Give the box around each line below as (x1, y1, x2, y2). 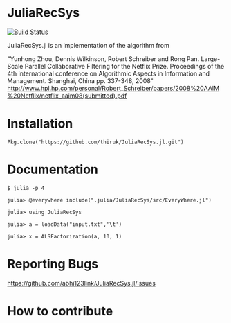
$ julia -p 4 (7, 184, 45, 191)
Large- (201, 54, 221, 63)
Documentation (7, 161, 99, 177)
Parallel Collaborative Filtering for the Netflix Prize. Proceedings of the (24, 62, 225, 70)
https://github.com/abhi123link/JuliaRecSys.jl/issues (7, 279, 156, 287)
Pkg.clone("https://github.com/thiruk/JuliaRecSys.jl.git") (7, 139, 185, 146)
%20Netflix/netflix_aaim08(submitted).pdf (7, 91, 127, 100)
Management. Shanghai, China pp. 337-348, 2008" (7, 76, 154, 85)
